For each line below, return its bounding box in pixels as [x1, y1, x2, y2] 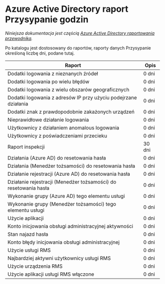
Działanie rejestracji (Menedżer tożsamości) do [7, 178, 116, 185]
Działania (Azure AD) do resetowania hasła [7, 154, 107, 161]
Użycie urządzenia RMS [7, 262, 63, 269]
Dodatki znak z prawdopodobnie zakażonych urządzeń [7, 108, 135, 115]
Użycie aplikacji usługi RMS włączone [7, 271, 94, 278]
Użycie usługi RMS [7, 247, 51, 253]
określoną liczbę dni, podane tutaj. [5, 50, 75, 56]
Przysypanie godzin [5, 14, 89, 25]
